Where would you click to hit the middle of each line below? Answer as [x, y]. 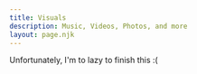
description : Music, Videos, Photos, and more [98, 26]
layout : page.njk [42, 34]
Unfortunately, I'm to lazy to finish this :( [84, 60]
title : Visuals [38, 18]
